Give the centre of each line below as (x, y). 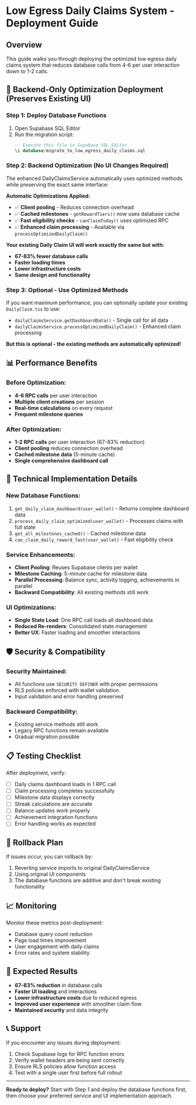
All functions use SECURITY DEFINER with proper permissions (86, 684)
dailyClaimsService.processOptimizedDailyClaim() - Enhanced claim (98, 326)
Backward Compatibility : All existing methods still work (81, 592)
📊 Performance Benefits (52, 363)
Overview (24, 45)
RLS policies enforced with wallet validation (67, 690)
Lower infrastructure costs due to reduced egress (76, 997)
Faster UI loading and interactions (56, 991)
